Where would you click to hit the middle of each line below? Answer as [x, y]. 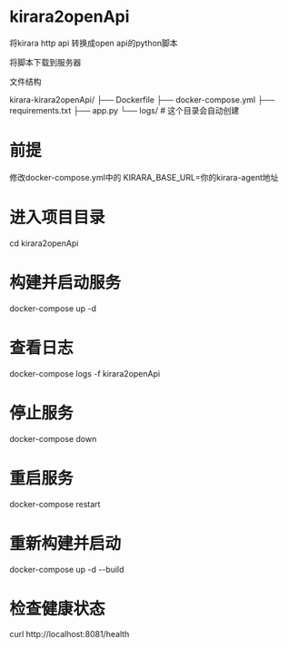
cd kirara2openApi [44, 243]
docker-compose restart [55, 504]
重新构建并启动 [65, 543]
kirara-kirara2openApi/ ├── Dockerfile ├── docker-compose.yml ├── [142, 99]
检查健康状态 [58, 609]
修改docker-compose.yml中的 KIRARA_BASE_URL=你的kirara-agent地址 [144, 177]
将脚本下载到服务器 [45, 62]
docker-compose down [53, 438]
